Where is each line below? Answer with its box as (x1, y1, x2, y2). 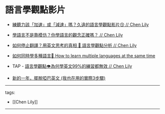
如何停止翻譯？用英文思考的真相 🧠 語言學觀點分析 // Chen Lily (12, 42, 137, 48)
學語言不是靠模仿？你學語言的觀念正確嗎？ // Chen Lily (12, 32, 123, 38)
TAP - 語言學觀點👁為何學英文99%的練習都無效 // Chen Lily (12, 63, 133, 69)
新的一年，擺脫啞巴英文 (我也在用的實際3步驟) (12, 75, 106, 81)
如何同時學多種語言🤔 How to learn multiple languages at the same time (12, 52, 156, 59)
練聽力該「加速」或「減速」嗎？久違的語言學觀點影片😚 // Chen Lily (12, 22, 149, 27)
